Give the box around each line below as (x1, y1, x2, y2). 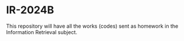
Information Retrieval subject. (6, 28, 78, 35)
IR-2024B (6, 3, 54, 17)
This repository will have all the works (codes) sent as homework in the (6, 23, 179, 29)
